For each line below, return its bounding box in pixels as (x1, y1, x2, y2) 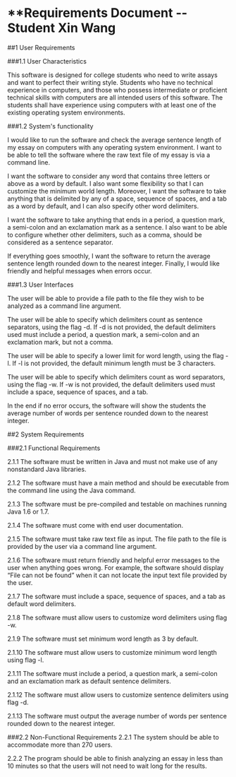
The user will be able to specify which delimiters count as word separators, (7, 372, 225, 381)
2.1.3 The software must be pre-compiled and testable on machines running (7, 499, 228, 508)
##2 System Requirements (7, 429, 85, 439)
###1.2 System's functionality (7, 121, 94, 130)
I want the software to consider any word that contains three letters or (7, 172, 211, 180)
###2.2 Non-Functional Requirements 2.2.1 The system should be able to (7, 732, 220, 741)
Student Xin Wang (7, 20, 116, 36)
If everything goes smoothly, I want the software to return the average (7, 251, 211, 260)
